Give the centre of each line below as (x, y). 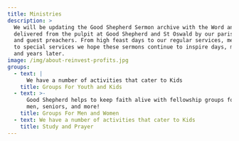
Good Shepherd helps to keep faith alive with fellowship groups (125, 100)
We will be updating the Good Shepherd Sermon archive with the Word (119, 27)
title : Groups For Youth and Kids (71, 87)
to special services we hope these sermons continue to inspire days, (121, 47)
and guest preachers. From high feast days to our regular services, (119, 41)
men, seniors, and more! (63, 107)
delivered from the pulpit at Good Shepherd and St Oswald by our (114, 34)
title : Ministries (34, 14)
